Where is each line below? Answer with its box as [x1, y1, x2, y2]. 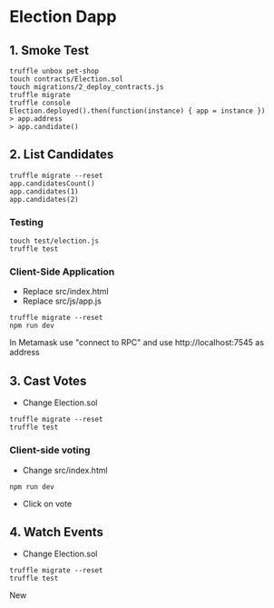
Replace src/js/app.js [22, 295, 102, 306]
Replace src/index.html [22, 286, 109, 297]
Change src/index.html [22, 464, 108, 475]
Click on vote [22, 498, 73, 509]
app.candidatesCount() [9, 179, 95, 188]
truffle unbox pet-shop [9, 66, 100, 75]
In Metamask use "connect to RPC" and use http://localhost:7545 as [9, 337, 265, 348]
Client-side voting [9, 444, 91, 456]
